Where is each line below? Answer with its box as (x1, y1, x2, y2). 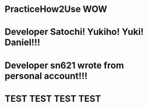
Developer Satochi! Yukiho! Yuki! (4, 26, 144, 38)
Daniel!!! (4, 37, 41, 48)
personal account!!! (4, 70, 88, 82)
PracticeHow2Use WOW (4, 3, 107, 15)
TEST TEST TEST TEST (4, 93, 101, 104)
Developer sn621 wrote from (4, 60, 124, 71)
